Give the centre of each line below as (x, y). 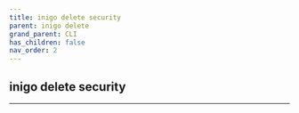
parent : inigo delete (49, 26)
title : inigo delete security (65, 17)
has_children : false (48, 42)
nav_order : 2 (33, 51)
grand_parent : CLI (43, 34)
